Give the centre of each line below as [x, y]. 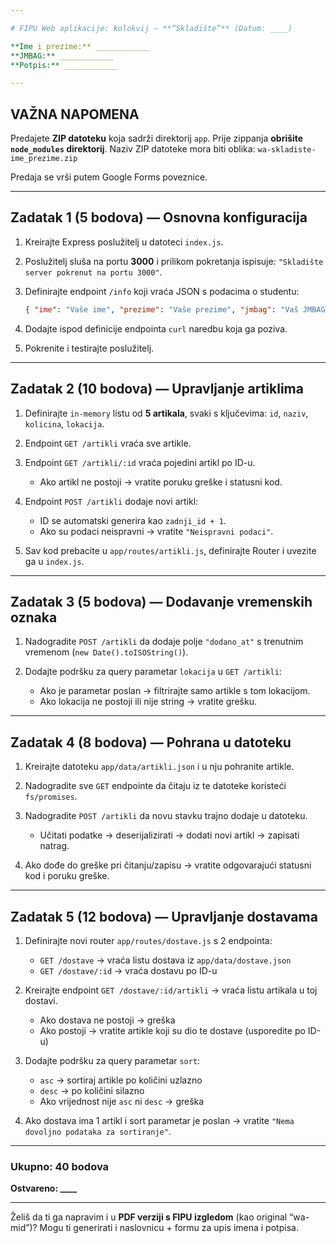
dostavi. [41, 1000]
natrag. [54, 846]
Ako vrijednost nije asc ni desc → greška [122, 1101]
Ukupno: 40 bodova [60, 1166]
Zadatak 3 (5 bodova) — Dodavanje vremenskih [161, 601]
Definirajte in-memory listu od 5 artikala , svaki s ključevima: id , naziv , [166, 413]
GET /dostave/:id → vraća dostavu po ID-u [128, 970]
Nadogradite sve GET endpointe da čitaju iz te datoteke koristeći [155, 786]
